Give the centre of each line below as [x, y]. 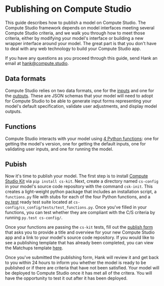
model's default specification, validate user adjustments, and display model [81, 106]
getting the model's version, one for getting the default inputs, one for [75, 143]
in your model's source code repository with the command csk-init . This [79, 187]
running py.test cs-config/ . [34, 218]
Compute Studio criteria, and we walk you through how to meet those [75, 33]
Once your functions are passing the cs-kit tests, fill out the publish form [79, 227]
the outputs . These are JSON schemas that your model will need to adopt [79, 95]
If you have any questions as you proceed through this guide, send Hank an [81, 58]
